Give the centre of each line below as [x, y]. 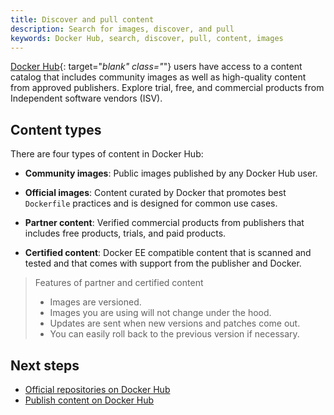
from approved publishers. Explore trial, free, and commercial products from [167, 88]
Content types [56, 129]
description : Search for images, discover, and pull [122, 29]
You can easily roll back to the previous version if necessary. [174, 334]
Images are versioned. [95, 302]
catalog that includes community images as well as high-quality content [158, 77]
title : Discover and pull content [82, 19]
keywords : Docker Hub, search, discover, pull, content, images [147, 38]
